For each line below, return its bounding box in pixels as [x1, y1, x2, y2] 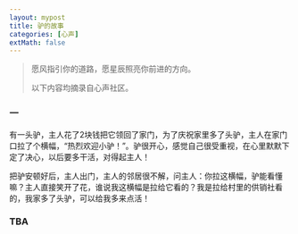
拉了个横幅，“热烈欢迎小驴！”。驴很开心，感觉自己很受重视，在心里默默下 [16, 140, 290, 151]
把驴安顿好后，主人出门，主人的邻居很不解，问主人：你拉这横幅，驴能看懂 [9, 171, 283, 181]
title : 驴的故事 [9, 21, 64, 30]
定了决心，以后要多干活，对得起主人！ [9, 151, 150, 162]
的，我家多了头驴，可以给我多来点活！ [9, 193, 150, 204]
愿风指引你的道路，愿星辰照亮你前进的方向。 [30, 63, 196, 74]
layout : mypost [9, 13, 66, 22]
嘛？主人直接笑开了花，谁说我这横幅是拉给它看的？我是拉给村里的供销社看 [9, 181, 283, 192]
